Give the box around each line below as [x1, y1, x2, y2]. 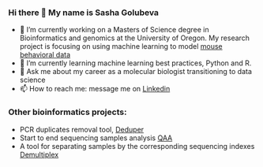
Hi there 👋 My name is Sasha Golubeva [8, 7, 160, 18]
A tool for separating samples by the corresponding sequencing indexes [19, 141, 255, 150]
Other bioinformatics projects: [8, 106, 127, 117]
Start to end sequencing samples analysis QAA [19, 133, 173, 143]
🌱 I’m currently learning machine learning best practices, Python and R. [19, 58, 252, 68]
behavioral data [19, 50, 71, 60]
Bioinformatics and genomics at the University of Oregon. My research [19, 33, 250, 43]
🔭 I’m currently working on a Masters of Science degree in [19, 25, 209, 35]
